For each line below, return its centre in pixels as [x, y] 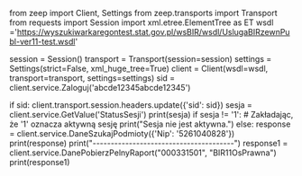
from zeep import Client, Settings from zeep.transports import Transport [143, 13]
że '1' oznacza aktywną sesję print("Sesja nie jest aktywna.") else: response [150, 124]
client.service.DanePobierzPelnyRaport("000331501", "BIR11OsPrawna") [143, 153]
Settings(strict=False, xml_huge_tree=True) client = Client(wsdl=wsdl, [139, 68]
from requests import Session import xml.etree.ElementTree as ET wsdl [142, 22]
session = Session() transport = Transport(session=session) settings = [141, 59]
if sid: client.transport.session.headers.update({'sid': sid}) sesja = [131, 105]
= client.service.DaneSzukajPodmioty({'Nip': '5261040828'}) [122, 133]
